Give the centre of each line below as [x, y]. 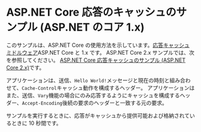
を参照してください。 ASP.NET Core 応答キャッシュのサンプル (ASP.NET [96, 60]
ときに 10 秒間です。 [36, 123]
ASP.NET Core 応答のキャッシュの [91, 12]
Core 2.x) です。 [25, 67]
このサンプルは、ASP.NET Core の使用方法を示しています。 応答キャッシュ [98, 45]
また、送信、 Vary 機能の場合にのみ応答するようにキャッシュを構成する [93, 95]
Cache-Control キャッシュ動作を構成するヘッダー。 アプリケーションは [108, 88]
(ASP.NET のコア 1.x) [92, 27]
